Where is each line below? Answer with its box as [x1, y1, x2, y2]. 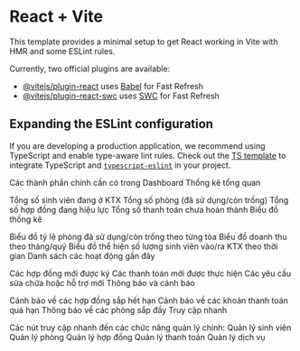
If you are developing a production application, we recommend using [9, 140, 266, 151]
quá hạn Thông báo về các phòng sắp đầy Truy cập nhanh [9, 304, 228, 315]
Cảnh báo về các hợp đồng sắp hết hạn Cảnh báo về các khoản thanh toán [9, 295, 289, 306]
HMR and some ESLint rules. [9, 45, 116, 56]
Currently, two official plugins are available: [9, 63, 171, 74]
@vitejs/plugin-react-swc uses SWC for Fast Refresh [22, 90, 220, 101]
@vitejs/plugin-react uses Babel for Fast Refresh [22, 80, 204, 91]
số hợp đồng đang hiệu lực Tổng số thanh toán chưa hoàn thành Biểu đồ [9, 204, 278, 215]
